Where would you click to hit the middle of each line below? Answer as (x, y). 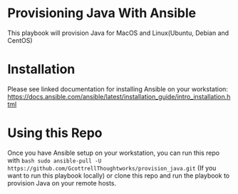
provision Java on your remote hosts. (62, 183)
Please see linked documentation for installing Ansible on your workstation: (118, 89)
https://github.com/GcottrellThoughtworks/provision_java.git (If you (112, 168)
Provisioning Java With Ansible (102, 13)
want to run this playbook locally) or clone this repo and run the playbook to (119, 175)
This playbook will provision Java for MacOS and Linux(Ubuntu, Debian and (118, 33)
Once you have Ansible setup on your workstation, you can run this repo (113, 153)
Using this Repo (55, 133)
